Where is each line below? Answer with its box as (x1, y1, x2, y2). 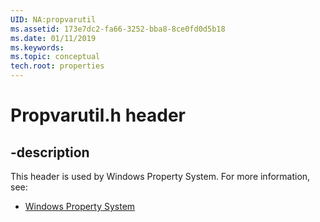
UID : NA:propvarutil (10, 14, 97, 25)
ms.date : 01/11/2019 (10, 33, 97, 43)
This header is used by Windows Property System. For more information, (10, 171, 311, 182)
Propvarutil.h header (10, 104, 186, 127)
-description (10, 144, 90, 161)
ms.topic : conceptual (10, 52, 101, 62)
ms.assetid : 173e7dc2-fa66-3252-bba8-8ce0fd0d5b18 (10, 24, 226, 34)
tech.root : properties (10, 61, 105, 71)
